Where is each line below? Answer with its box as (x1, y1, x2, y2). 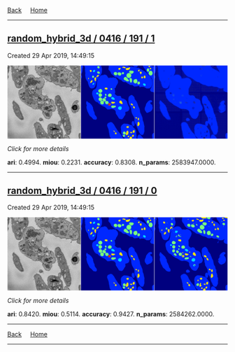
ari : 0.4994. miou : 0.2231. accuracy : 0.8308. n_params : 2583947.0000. (7, 157, 216, 167)
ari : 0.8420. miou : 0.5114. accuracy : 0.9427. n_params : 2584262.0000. (7, 310, 215, 318)
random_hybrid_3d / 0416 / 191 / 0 (7, 185, 157, 197)
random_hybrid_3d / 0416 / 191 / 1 (7, 33, 155, 45)
